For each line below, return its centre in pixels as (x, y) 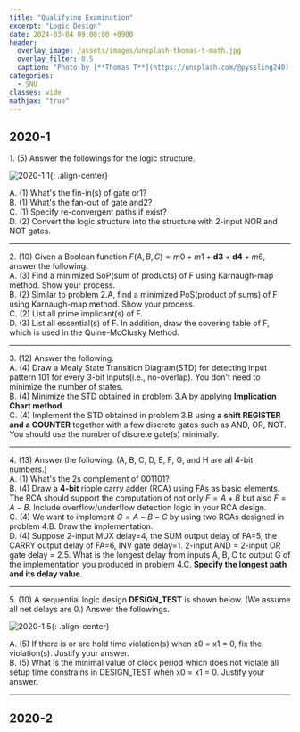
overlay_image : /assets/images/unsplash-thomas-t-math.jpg (129, 51)
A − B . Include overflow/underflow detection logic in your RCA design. (138, 508)
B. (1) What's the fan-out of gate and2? (81, 203)
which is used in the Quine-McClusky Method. (95, 332)
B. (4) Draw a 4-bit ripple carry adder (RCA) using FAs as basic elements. (145, 489)
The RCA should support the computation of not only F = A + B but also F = (148, 498)
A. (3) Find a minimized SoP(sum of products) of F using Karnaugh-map (142, 276)
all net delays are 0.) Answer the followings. (90, 610)
